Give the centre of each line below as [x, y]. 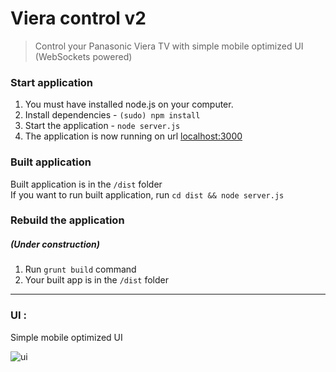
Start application [52, 82]
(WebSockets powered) [83, 56]
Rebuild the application [67, 220]
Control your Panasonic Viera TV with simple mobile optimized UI [169, 46]
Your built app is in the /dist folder [96, 280]
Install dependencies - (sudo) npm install [112, 115]
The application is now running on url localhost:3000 [133, 136]
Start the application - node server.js [102, 126]
